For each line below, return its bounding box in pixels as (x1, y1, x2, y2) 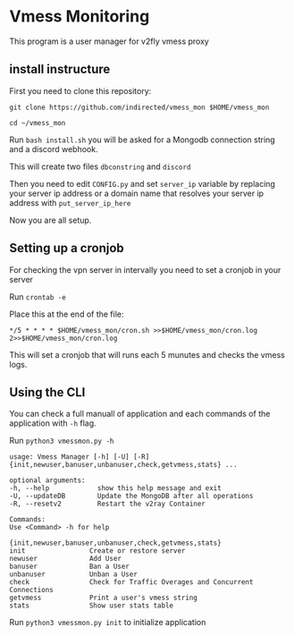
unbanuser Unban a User (9, 570, 139, 579)
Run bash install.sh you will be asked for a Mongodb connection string (9, 134, 275, 145)
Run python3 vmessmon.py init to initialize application (9, 617, 206, 628)
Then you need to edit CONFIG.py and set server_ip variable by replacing (9, 178, 275, 189)
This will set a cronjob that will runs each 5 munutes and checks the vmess (9, 349, 286, 360)
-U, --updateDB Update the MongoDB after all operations (9, 492, 254, 501)
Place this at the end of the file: (9, 309, 124, 319)
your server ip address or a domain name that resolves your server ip (9, 188, 265, 199)
